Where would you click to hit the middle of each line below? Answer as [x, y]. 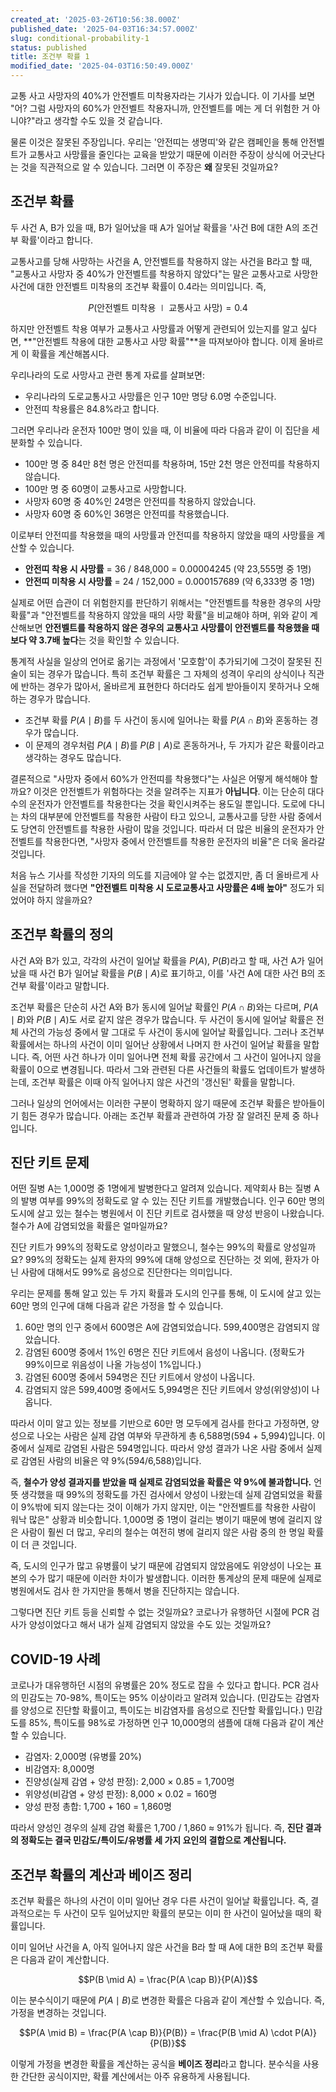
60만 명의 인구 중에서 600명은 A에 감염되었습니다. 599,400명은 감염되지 [167, 1327]
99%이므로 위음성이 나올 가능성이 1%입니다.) [113, 1365]
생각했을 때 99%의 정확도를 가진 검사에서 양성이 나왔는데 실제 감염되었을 [162, 1495]
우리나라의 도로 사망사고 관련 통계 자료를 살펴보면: [108, 375]
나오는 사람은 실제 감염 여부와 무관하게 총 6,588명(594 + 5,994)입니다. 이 [181, 1436]
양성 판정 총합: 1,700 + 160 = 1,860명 [98, 1807]
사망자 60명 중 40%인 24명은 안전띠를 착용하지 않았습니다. [140, 501]
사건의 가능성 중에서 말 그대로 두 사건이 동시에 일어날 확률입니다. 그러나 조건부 [172, 1032]
